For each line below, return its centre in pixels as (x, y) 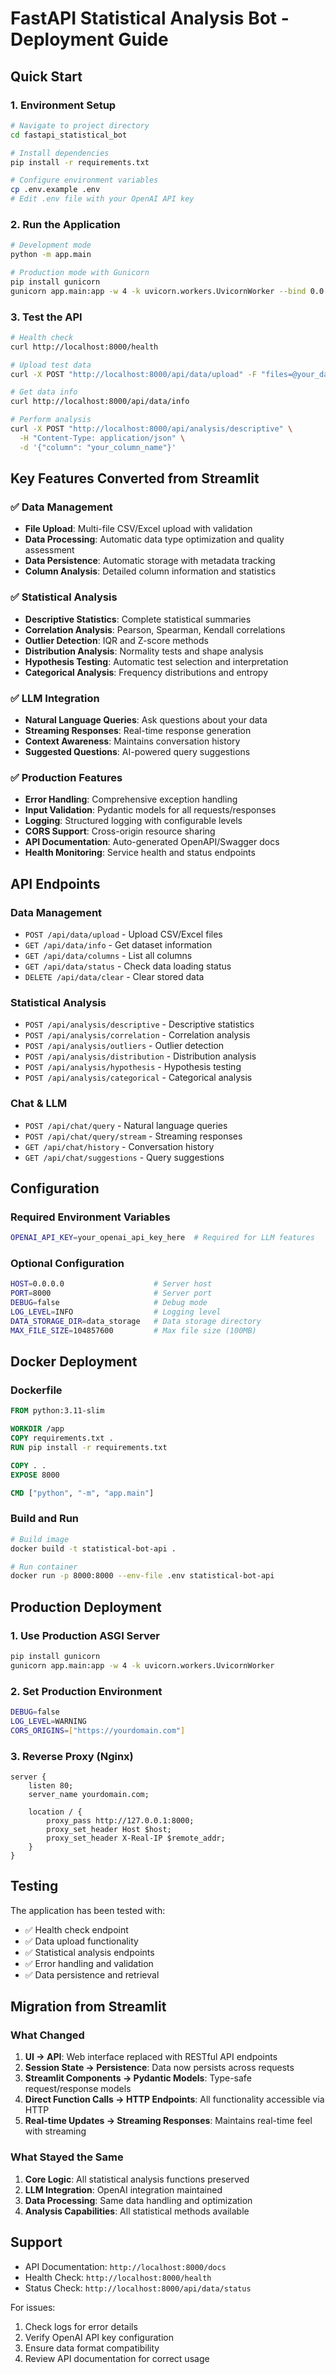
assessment (49, 550)
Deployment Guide (89, 39)
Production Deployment (86, 1607)
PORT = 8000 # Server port (111, 1293)
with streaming (55, 2131)
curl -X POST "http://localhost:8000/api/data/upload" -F (133, 374)
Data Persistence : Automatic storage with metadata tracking (150, 561)
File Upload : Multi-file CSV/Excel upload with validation (138, 529)
